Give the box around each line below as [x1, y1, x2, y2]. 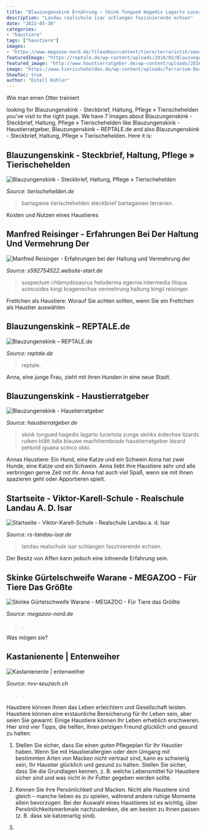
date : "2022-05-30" [6, 20, 56, 26]
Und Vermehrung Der [6, 238, 90, 249]
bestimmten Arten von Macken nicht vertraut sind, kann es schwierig [15, 754, 190, 762]
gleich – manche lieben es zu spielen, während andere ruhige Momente [15, 792, 196, 800]
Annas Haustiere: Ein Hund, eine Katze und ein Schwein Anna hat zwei [6, 456, 185, 463]
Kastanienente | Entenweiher [6, 652, 120, 662]
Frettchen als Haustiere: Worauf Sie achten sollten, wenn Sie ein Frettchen [6, 297, 194, 304]
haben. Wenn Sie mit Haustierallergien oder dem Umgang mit [15, 748, 170, 755]
